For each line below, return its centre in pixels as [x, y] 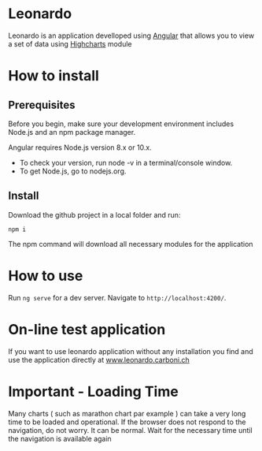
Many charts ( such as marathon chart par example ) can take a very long [127, 413]
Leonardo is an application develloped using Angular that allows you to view [131, 35]
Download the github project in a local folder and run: [94, 214]
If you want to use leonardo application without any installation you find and [131, 351]
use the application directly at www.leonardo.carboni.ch [99, 360]
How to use [46, 276]
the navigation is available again [60, 438]
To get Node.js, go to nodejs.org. [73, 171]
